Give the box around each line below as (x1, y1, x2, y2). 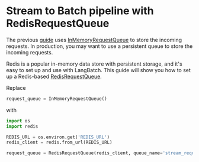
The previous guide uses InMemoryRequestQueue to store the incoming (6, 36, 182, 43)
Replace (6, 84, 26, 91)
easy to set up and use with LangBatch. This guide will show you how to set (6, 66, 191, 73)
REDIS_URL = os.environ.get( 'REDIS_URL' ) (6, 134, 110, 140)
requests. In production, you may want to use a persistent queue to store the (6, 43, 193, 50)
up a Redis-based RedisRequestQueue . (6, 73, 102, 80)
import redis (6, 123, 38, 129)
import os (6, 118, 31, 124)
